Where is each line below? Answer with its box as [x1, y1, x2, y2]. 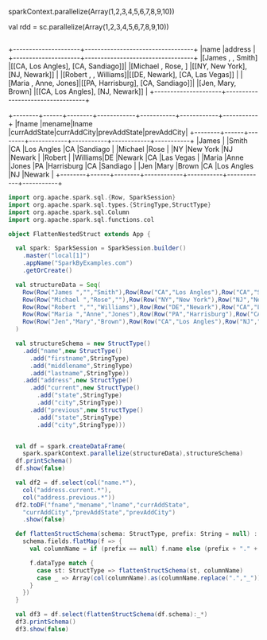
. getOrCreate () [22, 266, 73, 274]
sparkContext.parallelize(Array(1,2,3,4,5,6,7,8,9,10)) [8, 7, 175, 16]
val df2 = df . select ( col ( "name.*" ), [15, 479, 137, 487]
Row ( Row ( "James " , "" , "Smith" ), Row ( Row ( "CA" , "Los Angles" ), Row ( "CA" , [22, 288, 254, 297]
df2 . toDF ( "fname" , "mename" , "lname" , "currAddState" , [15, 501, 191, 509]
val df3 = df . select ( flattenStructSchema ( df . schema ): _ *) [15, 611, 208, 619]
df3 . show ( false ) [15, 625, 69, 633]
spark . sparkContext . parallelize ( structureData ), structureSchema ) [22, 449, 244, 458]
